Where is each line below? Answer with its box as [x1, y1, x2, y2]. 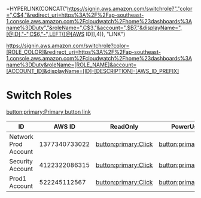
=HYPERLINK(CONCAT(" [6, 5, 68, 12]
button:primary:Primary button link [6, 108, 91, 115]
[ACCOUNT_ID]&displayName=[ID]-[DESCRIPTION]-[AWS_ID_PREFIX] [6, 68, 179, 74]
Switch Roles [6, 89, 72, 102]
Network [9, 132, 34, 141]
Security [9, 157, 33, 165]
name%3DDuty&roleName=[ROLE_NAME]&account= [6, 61, 137, 68]
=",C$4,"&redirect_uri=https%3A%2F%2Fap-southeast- [6, 11, 144, 19]
